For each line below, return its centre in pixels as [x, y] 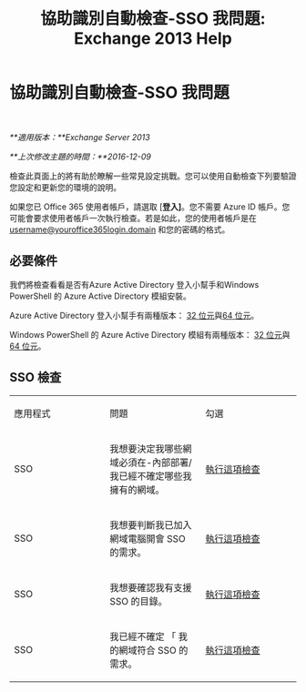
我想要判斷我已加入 [151, 524]
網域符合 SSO [148, 650]
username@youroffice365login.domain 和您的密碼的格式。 [120, 229]
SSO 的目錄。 [139, 601]
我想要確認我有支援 [151, 587]
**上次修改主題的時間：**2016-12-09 [81, 157]
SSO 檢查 [36, 377]
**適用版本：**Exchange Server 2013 [80, 137]
